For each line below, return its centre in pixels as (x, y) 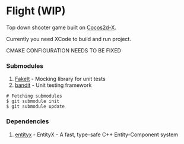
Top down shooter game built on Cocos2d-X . (61, 27)
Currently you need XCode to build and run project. (69, 39)
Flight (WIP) (36, 11)
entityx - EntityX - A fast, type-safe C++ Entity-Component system (96, 134)
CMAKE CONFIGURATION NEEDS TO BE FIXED (64, 50)
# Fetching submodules (34, 96)
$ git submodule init (33, 101)
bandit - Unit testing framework (53, 85)
